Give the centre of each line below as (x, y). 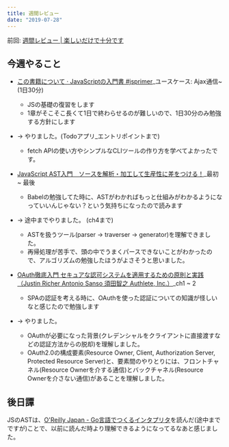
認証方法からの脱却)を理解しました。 (91, 344)
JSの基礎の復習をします (61, 105)
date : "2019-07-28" (35, 20)
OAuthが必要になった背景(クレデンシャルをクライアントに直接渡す (121, 335)
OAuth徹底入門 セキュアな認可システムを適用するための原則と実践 (110, 275)
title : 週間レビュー (33, 13)
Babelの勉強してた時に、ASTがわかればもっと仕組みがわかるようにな (125, 197)
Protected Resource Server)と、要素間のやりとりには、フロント (117, 361)
